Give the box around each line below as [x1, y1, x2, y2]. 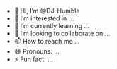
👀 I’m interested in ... [13, 14, 74, 23]
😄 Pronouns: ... [13, 47, 60, 56]
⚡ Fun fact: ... [13, 55, 53, 63]
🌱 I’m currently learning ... [13, 22, 90, 30]
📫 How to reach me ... [13, 37, 80, 45]
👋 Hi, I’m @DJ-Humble [13, 7, 80, 15]
